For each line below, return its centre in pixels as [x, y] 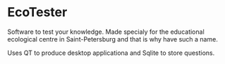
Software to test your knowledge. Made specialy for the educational [106, 32]
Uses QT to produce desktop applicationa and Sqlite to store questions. [111, 53]
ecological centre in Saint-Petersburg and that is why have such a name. [113, 39]
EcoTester [37, 12]
